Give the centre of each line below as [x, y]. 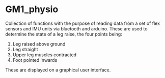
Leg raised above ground [39, 44]
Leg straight [25, 49]
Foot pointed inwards [35, 60]
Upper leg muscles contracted [45, 55]
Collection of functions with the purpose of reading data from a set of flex [83, 23]
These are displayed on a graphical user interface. [58, 70]
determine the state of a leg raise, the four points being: [64, 34]
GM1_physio [32, 9]
